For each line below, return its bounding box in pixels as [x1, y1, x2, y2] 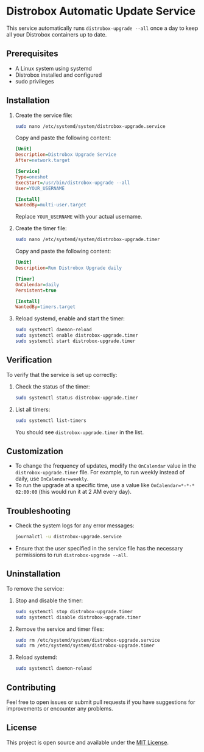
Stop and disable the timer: [15, 597, 83, 604]
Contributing [6, 682, 56, 692]
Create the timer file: [15, 225, 67, 232]
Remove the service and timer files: [15, 625, 104, 633]
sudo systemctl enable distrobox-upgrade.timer [15, 332, 138, 339]
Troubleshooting [6, 505, 71, 516]
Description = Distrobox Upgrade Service [15, 152, 117, 158]
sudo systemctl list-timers [15, 417, 86, 424]
